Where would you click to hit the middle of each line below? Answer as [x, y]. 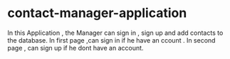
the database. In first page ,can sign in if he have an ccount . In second [111, 40]
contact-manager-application [97, 13]
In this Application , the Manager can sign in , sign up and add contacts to [115, 33]
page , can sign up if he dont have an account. [75, 48]
